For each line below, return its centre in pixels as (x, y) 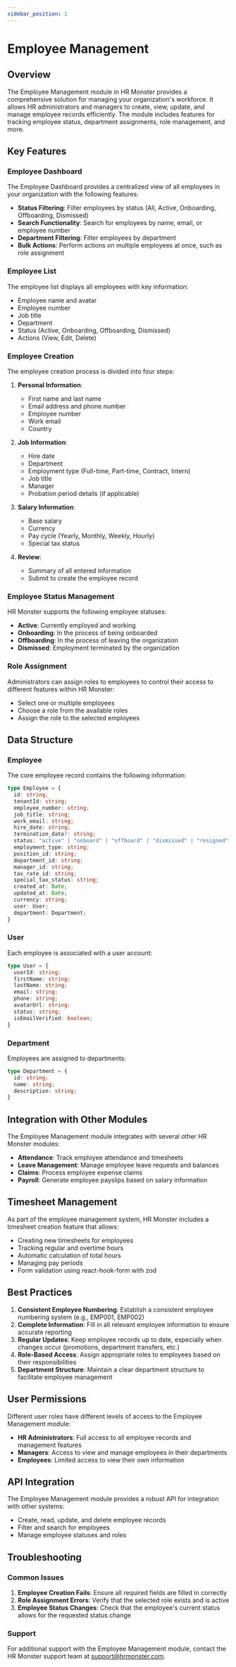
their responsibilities (47, 1362)
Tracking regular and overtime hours (70, 1248)
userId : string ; (37, 972)
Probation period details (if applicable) (83, 493)
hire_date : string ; (42, 828)
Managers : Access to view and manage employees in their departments (122, 1452)
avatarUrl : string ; (42, 1005)
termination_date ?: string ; (55, 834)
